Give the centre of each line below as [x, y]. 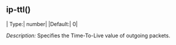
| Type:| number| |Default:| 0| [42, 24]
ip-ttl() [18, 10]
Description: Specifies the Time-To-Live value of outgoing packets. [88, 36]
